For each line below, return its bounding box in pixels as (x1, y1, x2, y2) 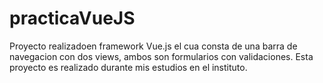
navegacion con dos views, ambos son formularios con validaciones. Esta (9, 50, 314, 62)
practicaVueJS (9, 7, 136, 30)
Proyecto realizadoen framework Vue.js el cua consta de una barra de (9, 40, 298, 52)
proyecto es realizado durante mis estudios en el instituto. (9, 61, 248, 73)
